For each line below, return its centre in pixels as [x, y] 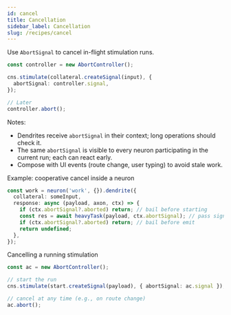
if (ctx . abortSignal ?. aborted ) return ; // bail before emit [107, 222]
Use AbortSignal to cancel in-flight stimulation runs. [81, 52]
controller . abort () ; [37, 109]
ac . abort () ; [24, 305]
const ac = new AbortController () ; [58, 268]
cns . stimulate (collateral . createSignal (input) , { [80, 77]
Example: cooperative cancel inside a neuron [71, 178]
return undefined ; [46, 229]
